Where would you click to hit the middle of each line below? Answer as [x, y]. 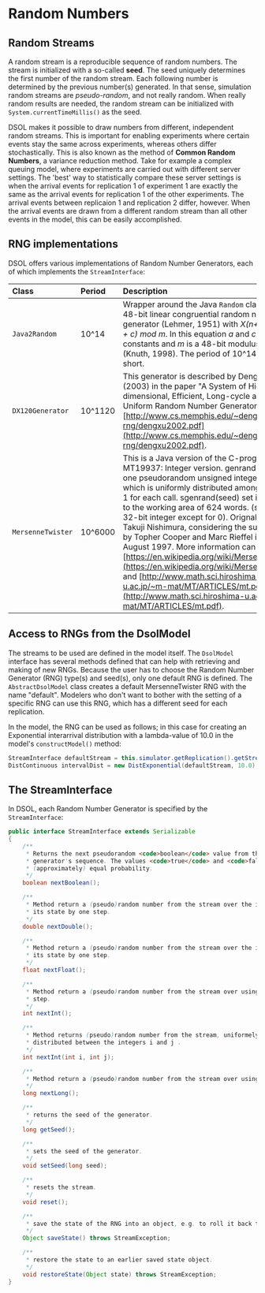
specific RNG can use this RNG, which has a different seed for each [118, 703]
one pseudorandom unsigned [177, 478]
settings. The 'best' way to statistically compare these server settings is [125, 177]
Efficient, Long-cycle [211, 396]
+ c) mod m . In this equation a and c [189, 333]
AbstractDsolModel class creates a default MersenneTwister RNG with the [127, 686]
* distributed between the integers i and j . [103, 1043]
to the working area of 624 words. [186, 507]
